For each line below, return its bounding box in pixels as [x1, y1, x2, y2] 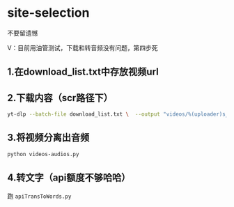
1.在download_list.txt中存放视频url [7, 66, 159, 78]
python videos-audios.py [7, 151, 79, 158]
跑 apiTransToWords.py [7, 192, 72, 200]
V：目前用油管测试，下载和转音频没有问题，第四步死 [7, 43, 158, 52]
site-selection [7, 5, 90, 21]
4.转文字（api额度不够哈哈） [7, 172, 131, 184]
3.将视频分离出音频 [7, 132, 90, 144]
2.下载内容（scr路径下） [7, 92, 113, 104]
